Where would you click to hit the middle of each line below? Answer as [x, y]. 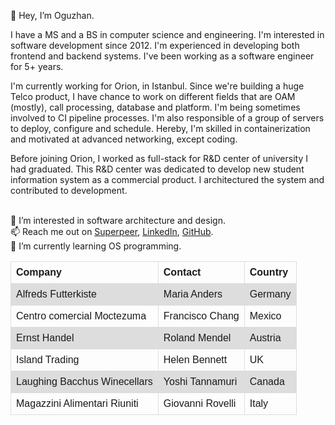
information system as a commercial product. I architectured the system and [167, 179]
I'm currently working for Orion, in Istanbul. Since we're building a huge [157, 86]
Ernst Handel [45, 338]
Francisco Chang [201, 316]
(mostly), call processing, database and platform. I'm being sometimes [155, 107]
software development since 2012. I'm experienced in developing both [155, 45]
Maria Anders [193, 294]
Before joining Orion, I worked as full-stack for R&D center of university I [159, 158]
